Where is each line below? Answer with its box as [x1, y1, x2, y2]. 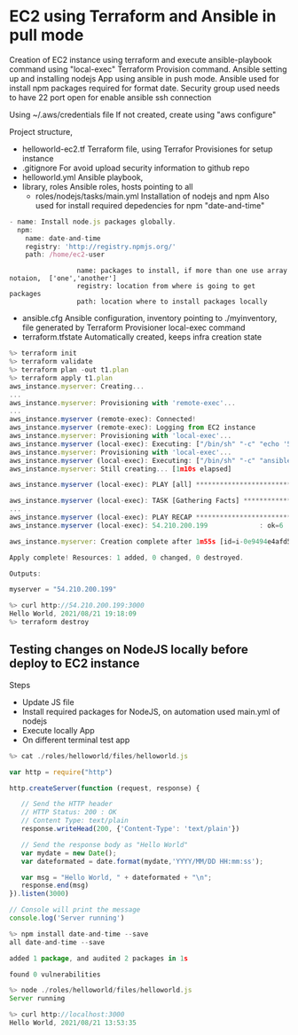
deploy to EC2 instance [9, 656, 140, 671]
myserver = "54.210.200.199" [9, 585, 117, 594]
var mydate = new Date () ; [20, 849, 117, 858]
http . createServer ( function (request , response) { [9, 783, 200, 793]
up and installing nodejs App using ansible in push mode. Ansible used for [9, 73, 279, 83]
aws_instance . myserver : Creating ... [9, 381, 145, 391]
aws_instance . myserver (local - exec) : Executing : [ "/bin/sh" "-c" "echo [9, 439, 279, 449]
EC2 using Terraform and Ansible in [9, 6, 277, 27]
